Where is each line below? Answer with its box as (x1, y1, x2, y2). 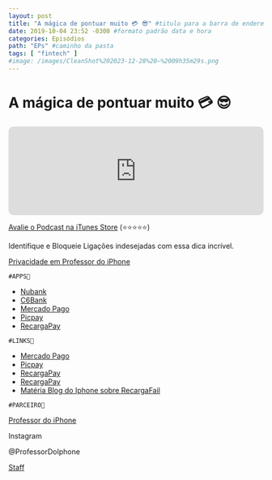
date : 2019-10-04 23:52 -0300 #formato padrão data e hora (8, 27, 212, 35)
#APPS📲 (8, 272, 31, 281)
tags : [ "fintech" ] (8, 49, 79, 58)
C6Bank (19, 295, 47, 305)
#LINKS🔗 (8, 336, 35, 345)
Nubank (19, 286, 47, 296)
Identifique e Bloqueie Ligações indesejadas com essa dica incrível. (8, 241, 235, 251)
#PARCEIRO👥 (8, 401, 45, 409)
